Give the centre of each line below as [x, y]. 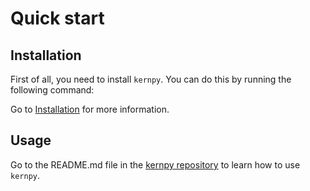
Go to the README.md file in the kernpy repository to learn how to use [155, 164]
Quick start [57, 18]
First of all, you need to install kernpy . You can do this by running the [151, 79]
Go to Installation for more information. [90, 109]
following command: [52, 90]
